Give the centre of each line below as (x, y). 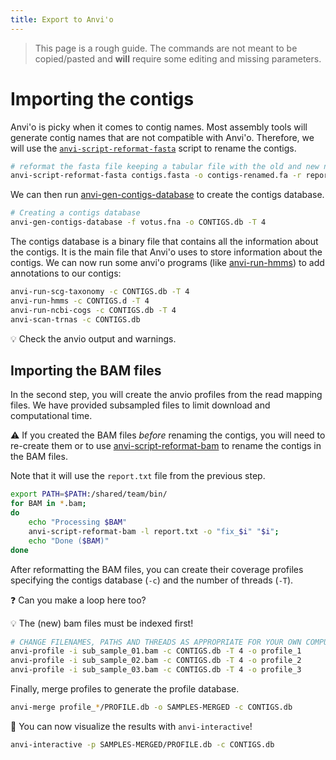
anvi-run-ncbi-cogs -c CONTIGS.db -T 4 (93, 310)
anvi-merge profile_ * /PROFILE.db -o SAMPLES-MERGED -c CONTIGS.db (151, 707)
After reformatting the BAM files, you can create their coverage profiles (157, 569)
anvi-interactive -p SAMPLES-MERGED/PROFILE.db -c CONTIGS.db (142, 744)
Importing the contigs (102, 98)
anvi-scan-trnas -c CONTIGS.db (75, 319)
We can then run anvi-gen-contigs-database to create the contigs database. (167, 195)
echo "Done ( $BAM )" (69, 541)
